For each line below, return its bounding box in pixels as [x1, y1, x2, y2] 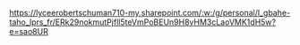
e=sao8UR [9, 26, 49, 36]
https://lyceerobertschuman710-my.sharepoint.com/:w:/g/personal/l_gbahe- [9, 8, 291, 18]
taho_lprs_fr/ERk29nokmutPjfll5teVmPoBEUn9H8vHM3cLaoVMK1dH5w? [9, 17, 276, 27]
